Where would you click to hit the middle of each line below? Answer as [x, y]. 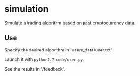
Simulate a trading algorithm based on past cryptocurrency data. [70, 23]
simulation [27, 9]
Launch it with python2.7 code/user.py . [44, 59]
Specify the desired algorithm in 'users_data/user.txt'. [59, 50]
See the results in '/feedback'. [35, 69]
